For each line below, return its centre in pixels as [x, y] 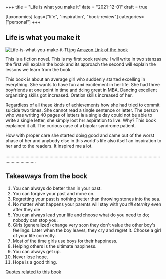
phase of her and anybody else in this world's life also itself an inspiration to [83, 140]
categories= [131, 17]
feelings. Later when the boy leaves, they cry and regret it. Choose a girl [87, 230]
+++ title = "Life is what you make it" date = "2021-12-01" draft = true [77, 7]
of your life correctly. [34, 235]
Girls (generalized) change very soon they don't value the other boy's [84, 225]
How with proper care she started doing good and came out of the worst [80, 135]
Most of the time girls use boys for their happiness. [65, 241]
